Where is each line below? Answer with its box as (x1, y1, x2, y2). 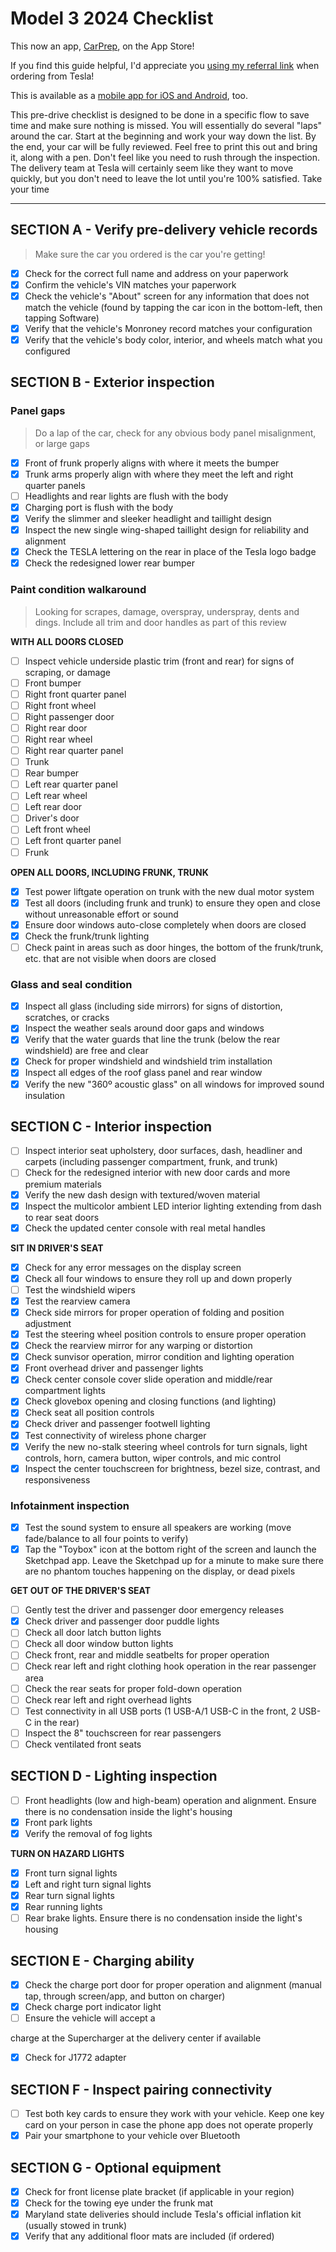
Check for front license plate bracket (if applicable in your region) (24, 2185, 295, 2197)
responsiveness (24, 1473, 91, 1486)
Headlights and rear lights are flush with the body (24, 490, 229, 502)
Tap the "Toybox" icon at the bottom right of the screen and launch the (24, 1543, 317, 1556)
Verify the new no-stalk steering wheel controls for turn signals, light (24, 1440, 308, 1452)
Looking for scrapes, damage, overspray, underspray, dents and (34, 605, 300, 617)
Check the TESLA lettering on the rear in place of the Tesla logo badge (24, 546, 317, 558)
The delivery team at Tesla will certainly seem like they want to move (10, 162, 294, 174)
